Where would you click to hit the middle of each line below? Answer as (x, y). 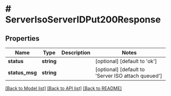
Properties (22, 38)
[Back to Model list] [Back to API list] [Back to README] (64, 88)
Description (76, 53)
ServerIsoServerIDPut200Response (83, 20)
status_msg (22, 73)
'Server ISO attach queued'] (129, 76)
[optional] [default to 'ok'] (126, 61)
